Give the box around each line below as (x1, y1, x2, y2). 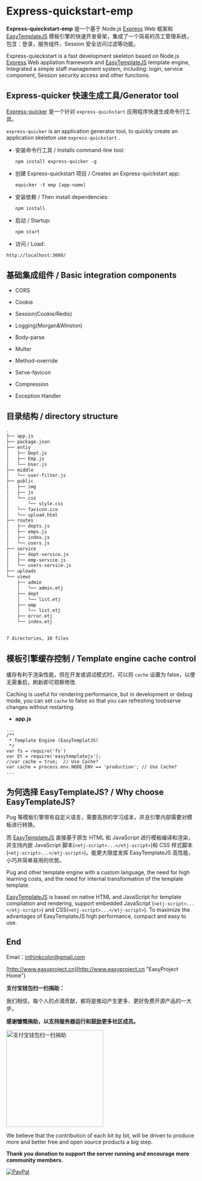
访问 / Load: (15, 240, 45, 247)
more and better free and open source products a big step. (6, 1139, 153, 1146)
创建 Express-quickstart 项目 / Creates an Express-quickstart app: (15, 169, 180, 177)
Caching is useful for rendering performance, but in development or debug (6, 690, 192, 698)
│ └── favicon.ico (6, 506, 59, 512)
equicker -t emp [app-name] (15, 182, 86, 188)
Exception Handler (15, 392, 62, 399)
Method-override (15, 357, 58, 364)
